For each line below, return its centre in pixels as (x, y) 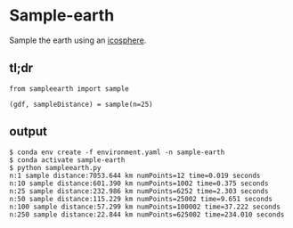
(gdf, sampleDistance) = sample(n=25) (81, 104)
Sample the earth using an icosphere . (78, 40)
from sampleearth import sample (69, 89)
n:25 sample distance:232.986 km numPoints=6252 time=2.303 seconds (139, 191)
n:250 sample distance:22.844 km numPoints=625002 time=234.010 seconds (147, 215)
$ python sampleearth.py (55, 167)
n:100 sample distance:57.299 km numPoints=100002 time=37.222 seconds (145, 207)
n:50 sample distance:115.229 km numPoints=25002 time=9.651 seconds (141, 199)
